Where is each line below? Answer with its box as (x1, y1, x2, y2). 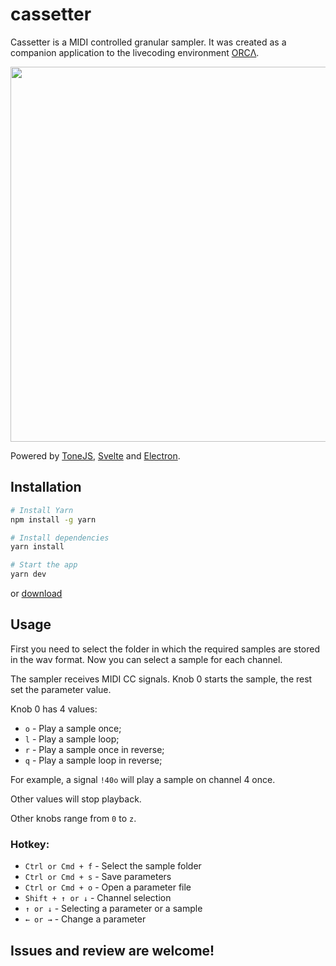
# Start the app (10, 560, 78, 570)
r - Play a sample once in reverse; (24, 743, 165, 755)
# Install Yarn (10, 505, 74, 515)
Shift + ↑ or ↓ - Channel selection (24, 892, 172, 904)
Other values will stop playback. (10, 793, 142, 805)
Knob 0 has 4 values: (10, 703, 98, 715)
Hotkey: (10, 837, 50, 851)
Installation (10, 479, 82, 496)
